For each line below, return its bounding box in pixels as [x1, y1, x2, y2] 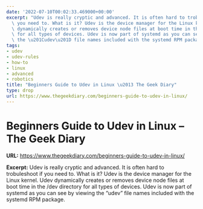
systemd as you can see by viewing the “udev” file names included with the [6, 189, 195, 196]
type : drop [6, 88, 34, 94]
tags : [6, 43, 20, 49]
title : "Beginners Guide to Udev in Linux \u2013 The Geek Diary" [6, 82, 177, 88]
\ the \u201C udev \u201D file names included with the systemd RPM [11, 37, 182, 43]
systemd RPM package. [6, 196, 65, 203]
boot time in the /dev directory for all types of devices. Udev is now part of [6, 182, 192, 190]
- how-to [6, 59, 28, 65]
